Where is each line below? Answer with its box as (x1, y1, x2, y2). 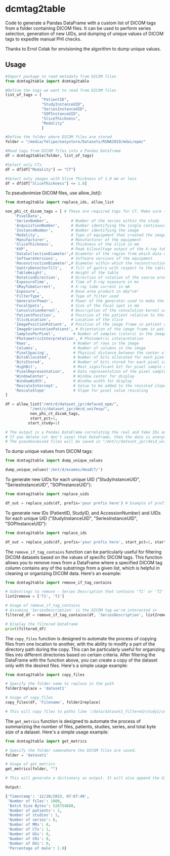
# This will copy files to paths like (5, 709, 87, 714)
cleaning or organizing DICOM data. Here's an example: (5, 570, 121, 576)
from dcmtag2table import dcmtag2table (5, 79, 90, 84)
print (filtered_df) (5, 626, 47, 631)
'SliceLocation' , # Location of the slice (14, 317, 123, 322)
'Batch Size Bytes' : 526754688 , (7, 803, 76, 808)
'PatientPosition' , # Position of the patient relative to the (14, 313, 164, 318)
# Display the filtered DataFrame (5, 621, 78, 627)
